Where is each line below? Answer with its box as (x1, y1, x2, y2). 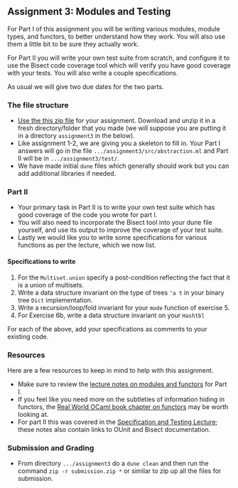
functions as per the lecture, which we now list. (17, 241, 156, 250)
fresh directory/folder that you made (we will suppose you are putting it (17, 124, 227, 132)
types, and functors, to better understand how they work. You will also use (7, 32, 226, 41)
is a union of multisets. (17, 280, 84, 289)
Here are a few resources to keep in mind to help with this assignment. (7, 366, 214, 374)
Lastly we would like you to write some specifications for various (17, 233, 207, 242)
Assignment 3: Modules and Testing (7, 6, 171, 18)
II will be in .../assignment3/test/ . (17, 154, 119, 163)
